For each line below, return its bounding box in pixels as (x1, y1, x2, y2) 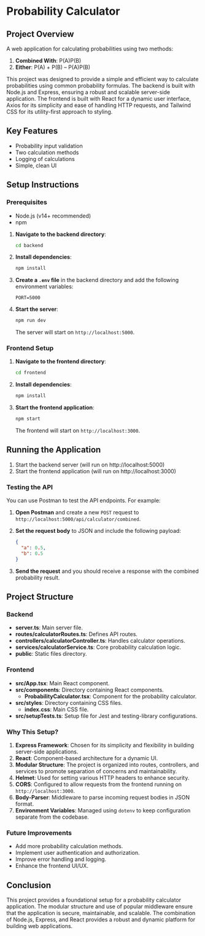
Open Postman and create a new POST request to (15, 509, 139, 516)
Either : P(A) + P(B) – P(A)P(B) (15, 63, 91, 71)
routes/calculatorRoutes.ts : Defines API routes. (15, 631, 138, 638)
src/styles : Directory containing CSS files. (15, 699, 123, 706)
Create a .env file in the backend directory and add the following (15, 277, 179, 284)
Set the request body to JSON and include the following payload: (15, 527, 181, 535)
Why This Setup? (6, 727, 59, 736)
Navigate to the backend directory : (15, 230, 106, 238)
